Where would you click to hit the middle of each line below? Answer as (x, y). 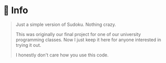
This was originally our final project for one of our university (78, 34)
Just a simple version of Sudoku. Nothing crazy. (66, 24)
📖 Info (16, 10)
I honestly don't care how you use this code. (62, 55)
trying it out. (28, 45)
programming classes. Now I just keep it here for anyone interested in (88, 40)
